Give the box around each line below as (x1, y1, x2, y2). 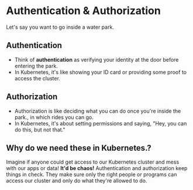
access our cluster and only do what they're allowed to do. (6, 177, 147, 184)
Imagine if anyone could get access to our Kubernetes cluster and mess (6, 158, 180, 165)
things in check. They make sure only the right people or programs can (6, 171, 177, 178)
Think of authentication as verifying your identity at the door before (14, 56, 179, 63)
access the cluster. (14, 74, 60, 82)
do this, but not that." (14, 126, 66, 133)
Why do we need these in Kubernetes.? (6, 142, 152, 153)
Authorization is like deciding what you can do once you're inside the (14, 107, 181, 114)
